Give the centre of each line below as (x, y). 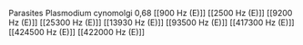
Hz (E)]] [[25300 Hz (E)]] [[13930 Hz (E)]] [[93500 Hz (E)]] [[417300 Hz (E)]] (151, 22)
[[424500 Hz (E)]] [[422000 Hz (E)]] (77, 32)
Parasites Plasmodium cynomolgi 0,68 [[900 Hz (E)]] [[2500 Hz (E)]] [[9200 (151, 13)
